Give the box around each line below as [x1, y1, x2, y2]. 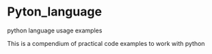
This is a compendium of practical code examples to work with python [7, 39, 205, 47]
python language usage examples [7, 26, 103, 34]
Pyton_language [7, 4, 103, 20]
